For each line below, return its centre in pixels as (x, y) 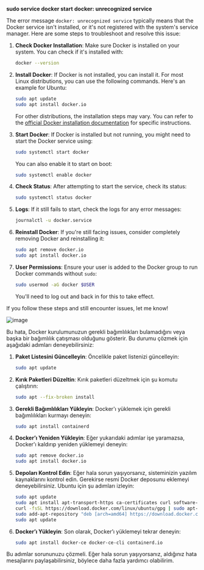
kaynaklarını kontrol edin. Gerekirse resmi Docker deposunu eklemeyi (102, 479)
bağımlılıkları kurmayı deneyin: (53, 415)
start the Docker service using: (54, 141)
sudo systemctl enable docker (54, 175)
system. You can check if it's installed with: (69, 52)
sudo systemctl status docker (54, 198)
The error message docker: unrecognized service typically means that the (100, 20)
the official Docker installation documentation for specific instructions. (103, 123)
